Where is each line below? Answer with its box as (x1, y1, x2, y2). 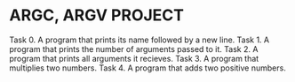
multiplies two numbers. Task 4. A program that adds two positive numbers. (9, 63, 286, 73)
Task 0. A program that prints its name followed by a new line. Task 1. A (9, 34, 269, 45)
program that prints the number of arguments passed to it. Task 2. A (9, 43, 259, 54)
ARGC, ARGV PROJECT (9, 5, 185, 26)
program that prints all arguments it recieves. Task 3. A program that (9, 53, 259, 63)
